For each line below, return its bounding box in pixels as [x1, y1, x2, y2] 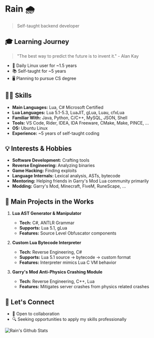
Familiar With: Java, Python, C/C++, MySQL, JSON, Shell [12, 115, 128, 121]
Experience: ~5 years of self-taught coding [12, 130, 100, 136]
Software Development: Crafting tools [12, 157, 90, 163]
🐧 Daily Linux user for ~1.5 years [12, 63, 77, 68]
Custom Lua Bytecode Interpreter [12, 240, 82, 246]
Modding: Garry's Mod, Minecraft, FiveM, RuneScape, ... [12, 183, 126, 189]
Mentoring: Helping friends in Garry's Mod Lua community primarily [12, 178, 149, 184]
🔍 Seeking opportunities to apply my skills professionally [12, 317, 127, 322]
